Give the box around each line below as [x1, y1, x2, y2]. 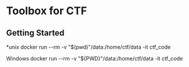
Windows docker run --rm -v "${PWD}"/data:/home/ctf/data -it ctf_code [6, 55, 183, 62]
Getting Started [6, 28, 65, 38]
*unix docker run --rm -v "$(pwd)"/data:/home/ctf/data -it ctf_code [6, 43, 171, 50]
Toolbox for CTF [6, 4, 87, 18]
